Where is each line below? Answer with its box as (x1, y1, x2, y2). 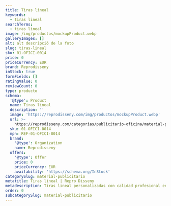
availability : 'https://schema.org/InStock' (14, 169, 110, 174)
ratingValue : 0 (5, 79, 38, 84)
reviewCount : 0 (5, 83, 38, 88)
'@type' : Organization (14, 141, 63, 146)
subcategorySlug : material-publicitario (5, 193, 93, 198)
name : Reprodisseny (14, 145, 56, 151)
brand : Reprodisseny (5, 64, 49, 70)
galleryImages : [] (5, 36, 44, 41)
